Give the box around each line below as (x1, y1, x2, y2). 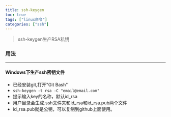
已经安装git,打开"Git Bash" (12, 81, 68, 87)
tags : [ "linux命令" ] (5, 17, 47, 22)
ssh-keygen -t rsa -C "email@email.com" (12, 88, 100, 93)
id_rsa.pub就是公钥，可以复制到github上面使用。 (12, 106, 116, 112)
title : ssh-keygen (5, 7, 44, 13)
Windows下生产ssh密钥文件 (5, 69, 65, 75)
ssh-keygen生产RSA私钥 (17, 36, 70, 42)
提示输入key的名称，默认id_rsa (12, 93, 78, 99)
